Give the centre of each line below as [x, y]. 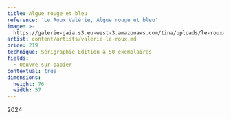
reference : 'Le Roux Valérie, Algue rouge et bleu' [82, 20]
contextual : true [32, 71]
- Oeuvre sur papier [43, 65]
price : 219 [23, 45]
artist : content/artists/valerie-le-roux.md [72, 39]
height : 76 [29, 84]
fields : [18, 58]
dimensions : [24, 77]
